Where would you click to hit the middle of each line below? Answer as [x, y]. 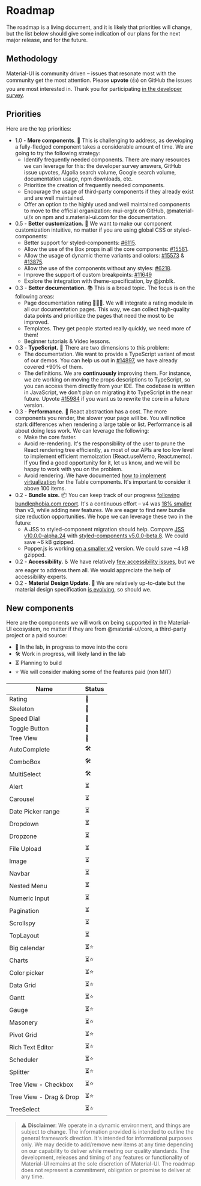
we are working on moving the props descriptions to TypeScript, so [107, 379]
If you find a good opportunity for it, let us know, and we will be [102, 462]
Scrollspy [22, 923]
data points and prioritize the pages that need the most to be [99, 315]
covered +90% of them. [53, 366]
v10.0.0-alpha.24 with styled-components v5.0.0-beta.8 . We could [106, 536]
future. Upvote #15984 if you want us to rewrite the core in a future [106, 398]
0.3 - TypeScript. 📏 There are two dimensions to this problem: [92, 347]
